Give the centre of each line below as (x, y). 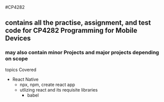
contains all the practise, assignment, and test (78, 23)
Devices (18, 39)
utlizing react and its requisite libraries (59, 90)
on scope (17, 59)
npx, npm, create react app (47, 85)
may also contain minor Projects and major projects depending (82, 53)
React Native (25, 79)
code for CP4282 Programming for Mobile (71, 31)
